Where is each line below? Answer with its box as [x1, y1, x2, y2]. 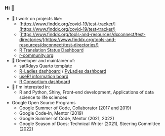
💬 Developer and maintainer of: [11, 58, 75, 64]
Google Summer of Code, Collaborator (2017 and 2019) [19, 105, 131, 111]
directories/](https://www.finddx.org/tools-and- [19, 37, 117, 43]
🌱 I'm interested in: [11, 84, 50, 90]
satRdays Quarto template [19, 63, 73, 69]
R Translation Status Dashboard [19, 47, 84, 53]
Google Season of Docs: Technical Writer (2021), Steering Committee [19, 121, 161, 127]
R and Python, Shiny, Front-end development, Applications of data [19, 89, 154, 95]
